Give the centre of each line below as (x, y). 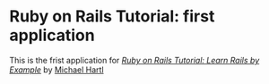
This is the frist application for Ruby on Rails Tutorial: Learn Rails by (134, 60)
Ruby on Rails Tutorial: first (112, 17)
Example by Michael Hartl (57, 70)
